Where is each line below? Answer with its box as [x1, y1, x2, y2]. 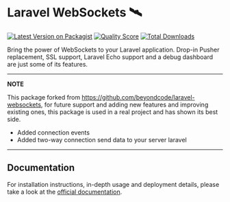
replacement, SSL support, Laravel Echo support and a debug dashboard [7, 52, 214, 61]
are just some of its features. [7, 60, 88, 68]
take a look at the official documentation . [7, 188, 123, 196]
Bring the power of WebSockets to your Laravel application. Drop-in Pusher [7, 45, 220, 54]
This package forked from [7, 93, 81, 101]
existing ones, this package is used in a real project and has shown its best [7, 107, 218, 116]
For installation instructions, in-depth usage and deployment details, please [7, 180, 220, 188]
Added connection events [16, 128, 90, 137]
